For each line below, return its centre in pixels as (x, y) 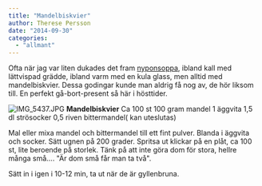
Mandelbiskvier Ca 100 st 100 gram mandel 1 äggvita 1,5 (160, 109)
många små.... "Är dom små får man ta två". (80, 158)
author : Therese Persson (50, 23)
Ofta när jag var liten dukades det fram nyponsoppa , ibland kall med (120, 68)
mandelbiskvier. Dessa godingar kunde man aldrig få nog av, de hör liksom (131, 85)
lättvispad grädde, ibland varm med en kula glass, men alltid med (115, 77)
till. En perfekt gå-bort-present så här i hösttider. (88, 93)
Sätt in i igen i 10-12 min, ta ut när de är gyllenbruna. (94, 174)
